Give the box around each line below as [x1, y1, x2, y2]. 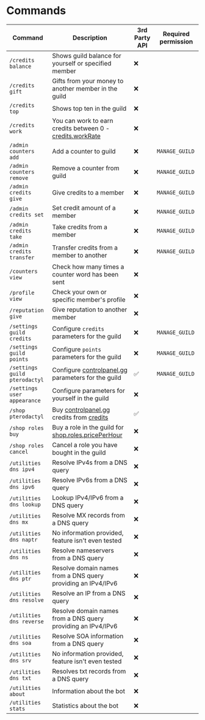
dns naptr [9, 536, 38, 543]
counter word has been [52, 270, 119, 278]
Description [72, 33, 108, 42]
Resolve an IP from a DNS [52, 588, 126, 597]
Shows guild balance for [52, 51, 122, 60]
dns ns [9, 554, 29, 560]
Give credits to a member [52, 188, 124, 196]
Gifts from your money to [52, 76, 124, 85]
